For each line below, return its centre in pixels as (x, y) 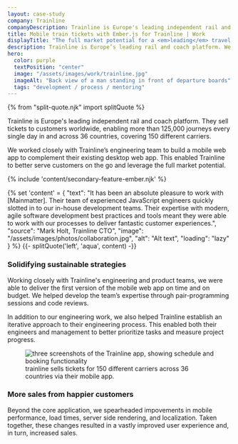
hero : (15, 54)
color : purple (35, 61)
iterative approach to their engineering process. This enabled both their (112, 324)
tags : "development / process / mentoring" (79, 87)
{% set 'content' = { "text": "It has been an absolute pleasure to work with (116, 193)
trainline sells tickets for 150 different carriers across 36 (107, 368)
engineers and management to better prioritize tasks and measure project (116, 332)
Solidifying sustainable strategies (67, 265)
